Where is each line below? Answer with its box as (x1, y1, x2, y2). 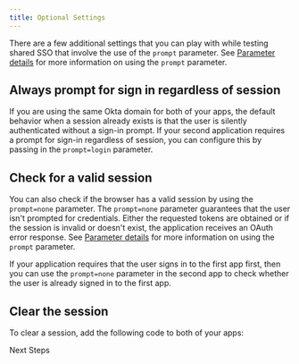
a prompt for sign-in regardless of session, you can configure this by (9, 135, 262, 146)
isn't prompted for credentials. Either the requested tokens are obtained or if (9, 213, 290, 224)
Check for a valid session (9, 170, 153, 185)
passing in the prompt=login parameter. (9, 144, 154, 155)
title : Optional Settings (9, 13, 105, 22)
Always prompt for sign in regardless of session (9, 82, 281, 98)
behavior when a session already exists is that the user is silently (9, 115, 247, 126)
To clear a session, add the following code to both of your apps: (9, 327, 244, 338)
